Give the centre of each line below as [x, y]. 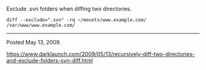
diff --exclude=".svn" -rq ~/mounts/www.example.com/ [77, 20]
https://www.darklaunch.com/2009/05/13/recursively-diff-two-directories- [101, 54]
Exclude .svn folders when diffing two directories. [69, 9]
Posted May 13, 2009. [34, 42]
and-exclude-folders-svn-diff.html [50, 61]
